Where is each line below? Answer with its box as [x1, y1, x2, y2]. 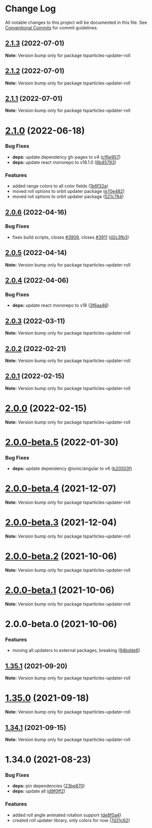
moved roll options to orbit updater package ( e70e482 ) [12, 188, 125, 194]
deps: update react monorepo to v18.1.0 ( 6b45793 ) [12, 159, 116, 165]
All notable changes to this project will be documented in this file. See [5, 19, 148, 25]
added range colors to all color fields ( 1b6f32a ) [12, 183, 108, 189]
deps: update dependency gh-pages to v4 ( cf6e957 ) [12, 154, 121, 160]
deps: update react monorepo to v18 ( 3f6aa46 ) [12, 302, 109, 308]
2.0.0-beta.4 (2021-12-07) [5, 483, 116, 494]
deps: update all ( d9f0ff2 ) [12, 788, 66, 794]
